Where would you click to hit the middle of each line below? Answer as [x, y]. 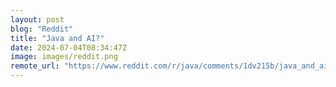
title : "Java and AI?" [57, 38]
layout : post [37, 19]
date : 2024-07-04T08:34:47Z [69, 47]
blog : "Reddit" [42, 29]
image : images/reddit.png [64, 57]
